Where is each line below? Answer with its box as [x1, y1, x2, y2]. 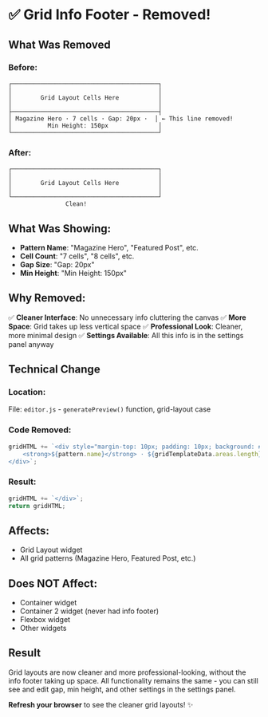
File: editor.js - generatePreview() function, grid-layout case [8, 404, 211, 414]
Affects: [8, 524, 50, 538]
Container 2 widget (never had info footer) [19, 606, 160, 616]
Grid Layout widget [19, 545, 83, 555]
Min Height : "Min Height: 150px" [19, 268, 128, 278]
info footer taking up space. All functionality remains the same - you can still [8, 676, 259, 685]
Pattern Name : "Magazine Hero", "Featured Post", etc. [19, 242, 199, 252]
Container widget [19, 598, 77, 608]
